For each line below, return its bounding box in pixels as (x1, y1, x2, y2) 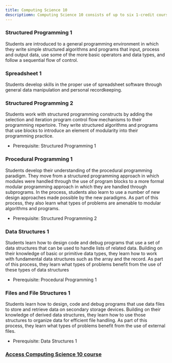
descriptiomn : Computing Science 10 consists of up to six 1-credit (5, 12, 155, 17)
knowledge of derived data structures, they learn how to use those (5, 312, 146, 318)
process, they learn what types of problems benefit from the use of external (5, 323, 165, 329)
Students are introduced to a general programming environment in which (5, 40, 159, 47)
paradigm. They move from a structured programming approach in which (5, 172, 160, 179)
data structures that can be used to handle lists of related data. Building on (5, 245, 163, 251)
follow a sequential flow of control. (5, 57, 78, 63)
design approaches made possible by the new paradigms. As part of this (5, 194, 159, 200)
